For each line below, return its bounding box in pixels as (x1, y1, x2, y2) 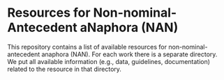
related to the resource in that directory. (7, 65, 122, 73)
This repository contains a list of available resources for (7, 42, 167, 51)
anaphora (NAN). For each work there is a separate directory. (41, 50, 218, 58)
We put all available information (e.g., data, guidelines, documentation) (7, 57, 211, 65)
